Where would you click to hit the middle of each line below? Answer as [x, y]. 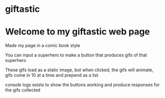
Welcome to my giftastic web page [78, 32]
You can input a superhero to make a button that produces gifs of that [76, 55]
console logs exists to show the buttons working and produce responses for [82, 85]
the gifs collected [23, 90]
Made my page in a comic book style [43, 46]
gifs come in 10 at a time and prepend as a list [52, 75]
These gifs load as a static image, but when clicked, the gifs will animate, [79, 70]
